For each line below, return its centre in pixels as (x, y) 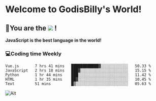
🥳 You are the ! (31, 28)
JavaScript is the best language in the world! (53, 40)
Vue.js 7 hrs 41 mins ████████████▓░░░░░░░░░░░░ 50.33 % (78, 66)
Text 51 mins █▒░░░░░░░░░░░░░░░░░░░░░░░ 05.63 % (78, 84)
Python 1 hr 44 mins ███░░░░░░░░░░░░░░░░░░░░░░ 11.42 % (78, 75)
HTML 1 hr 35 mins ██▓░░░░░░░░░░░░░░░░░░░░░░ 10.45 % (78, 80)
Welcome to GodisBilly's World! (73, 9)
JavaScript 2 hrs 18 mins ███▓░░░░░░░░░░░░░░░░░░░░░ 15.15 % (78, 71)
